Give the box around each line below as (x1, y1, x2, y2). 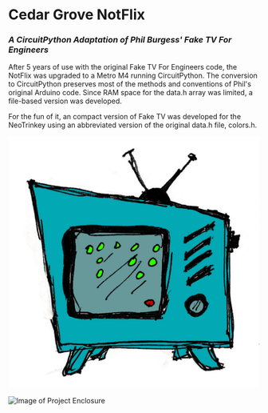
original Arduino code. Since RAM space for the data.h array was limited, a (8, 88, 254, 98)
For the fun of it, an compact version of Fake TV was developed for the (8, 112, 242, 122)
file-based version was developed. (8, 96, 122, 106)
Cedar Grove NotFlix (8, 6, 146, 24)
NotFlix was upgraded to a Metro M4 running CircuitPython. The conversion (8, 70, 258, 81)
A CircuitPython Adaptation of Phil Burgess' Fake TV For (8, 34, 232, 46)
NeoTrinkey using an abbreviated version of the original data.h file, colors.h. (8, 120, 258, 130)
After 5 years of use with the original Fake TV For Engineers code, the (8, 62, 238, 72)
